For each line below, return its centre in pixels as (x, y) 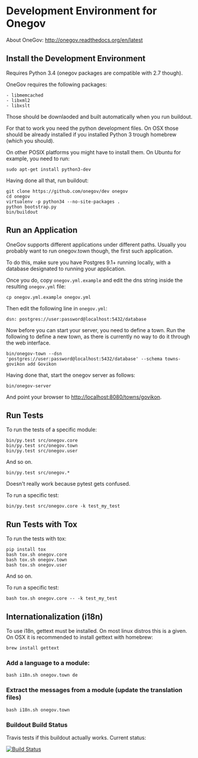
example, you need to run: (38, 158)
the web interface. (28, 343)
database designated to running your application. (66, 269)
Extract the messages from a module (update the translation (94, 690)
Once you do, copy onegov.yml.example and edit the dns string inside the (95, 280)
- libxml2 (18, 100)
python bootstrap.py (32, 207)
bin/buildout (22, 212)
